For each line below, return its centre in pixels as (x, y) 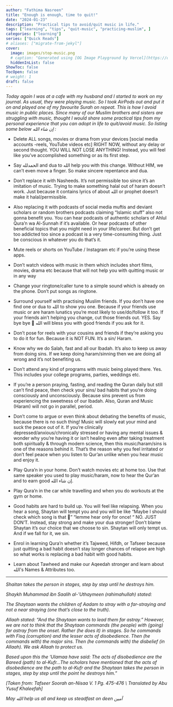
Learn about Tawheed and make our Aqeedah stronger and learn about (89, 564)
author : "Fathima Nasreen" (35, 10)
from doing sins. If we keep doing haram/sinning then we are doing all (87, 353)
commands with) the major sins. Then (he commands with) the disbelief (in (85, 641)
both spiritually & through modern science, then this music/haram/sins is (90, 443)
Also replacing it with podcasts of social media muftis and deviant (83, 207)
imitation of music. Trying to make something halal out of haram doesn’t (89, 186)
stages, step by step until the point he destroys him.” (62, 673)
